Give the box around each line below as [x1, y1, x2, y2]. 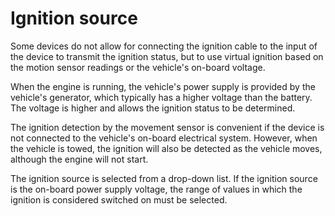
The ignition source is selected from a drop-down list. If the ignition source [10, 172, 318, 184]
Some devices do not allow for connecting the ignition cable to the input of [10, 40, 318, 52]
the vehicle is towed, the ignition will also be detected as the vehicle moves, [10, 142, 323, 154]
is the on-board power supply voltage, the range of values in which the [10, 183, 303, 195]
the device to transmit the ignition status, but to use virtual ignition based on [10, 50, 324, 62]
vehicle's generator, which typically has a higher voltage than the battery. [10, 91, 313, 103]
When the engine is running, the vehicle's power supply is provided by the [10, 80, 316, 92]
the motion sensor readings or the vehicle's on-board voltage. [10, 61, 266, 73]
